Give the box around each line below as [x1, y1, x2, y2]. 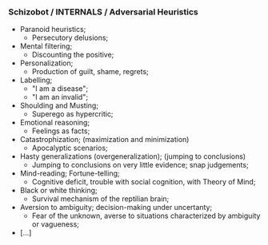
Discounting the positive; [31, 50, 114, 60]
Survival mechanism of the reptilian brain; [31, 194, 170, 204]
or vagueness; [31, 219, 80, 229]
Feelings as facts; [31, 126, 90, 136]
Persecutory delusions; [31, 33, 109, 42]
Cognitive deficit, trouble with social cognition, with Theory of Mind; [31, 177, 256, 187]
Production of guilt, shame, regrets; [31, 67, 150, 77]
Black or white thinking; [19, 186, 98, 196]
